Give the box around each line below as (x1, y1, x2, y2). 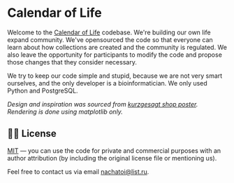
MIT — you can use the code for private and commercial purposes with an (7, 146, 221, 155)
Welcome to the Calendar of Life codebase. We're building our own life (7, 28, 211, 36)
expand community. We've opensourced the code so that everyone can (7, 35, 213, 43)
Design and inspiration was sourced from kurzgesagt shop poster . (7, 100, 198, 108)
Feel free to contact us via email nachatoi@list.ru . (7, 167, 149, 176)
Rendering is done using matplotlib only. (7, 107, 124, 116)
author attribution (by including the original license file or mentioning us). (7, 154, 217, 162)
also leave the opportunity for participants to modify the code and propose (7, 50, 222, 59)
